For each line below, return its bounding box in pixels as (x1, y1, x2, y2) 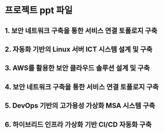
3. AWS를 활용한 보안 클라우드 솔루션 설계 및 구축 (5, 64, 150, 72)
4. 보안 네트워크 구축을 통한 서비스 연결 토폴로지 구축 (5, 82, 159, 91)
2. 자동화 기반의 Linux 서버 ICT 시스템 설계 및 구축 (5, 45, 153, 54)
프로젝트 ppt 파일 (5, 5, 73, 16)
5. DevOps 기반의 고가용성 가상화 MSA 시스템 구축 (5, 102, 155, 110)
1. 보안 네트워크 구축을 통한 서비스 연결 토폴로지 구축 (5, 26, 158, 35)
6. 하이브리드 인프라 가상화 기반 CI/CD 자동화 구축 (5, 120, 152, 129)
